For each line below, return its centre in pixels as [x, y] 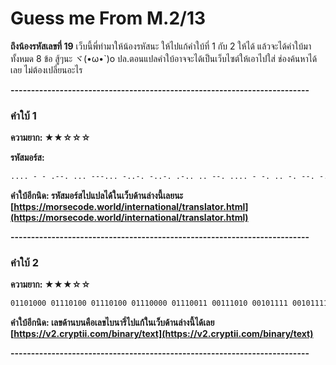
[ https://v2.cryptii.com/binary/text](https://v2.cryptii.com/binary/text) [162, 334]
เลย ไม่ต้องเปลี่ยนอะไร [46, 69]
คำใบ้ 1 [23, 115]
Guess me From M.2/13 [108, 18]
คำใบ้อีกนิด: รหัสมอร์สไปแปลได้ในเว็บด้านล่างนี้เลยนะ [97, 196]
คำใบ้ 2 [25, 263]
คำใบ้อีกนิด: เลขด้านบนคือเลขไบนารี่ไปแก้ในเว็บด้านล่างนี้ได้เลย [112, 323]
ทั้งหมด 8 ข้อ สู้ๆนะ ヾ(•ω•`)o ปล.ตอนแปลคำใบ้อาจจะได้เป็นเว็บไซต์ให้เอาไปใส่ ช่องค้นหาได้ [164, 58]
